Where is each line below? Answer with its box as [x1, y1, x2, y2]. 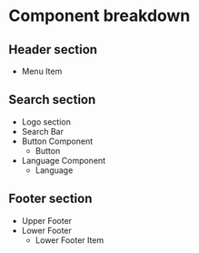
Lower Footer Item [35, 234, 104, 246]
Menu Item [21, 66, 63, 76]
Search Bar [21, 126, 65, 137]
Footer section [8, 191, 93, 207]
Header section [8, 42, 97, 57]
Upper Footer [21, 215, 73, 226]
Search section [8, 92, 96, 107]
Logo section [21, 116, 72, 127]
